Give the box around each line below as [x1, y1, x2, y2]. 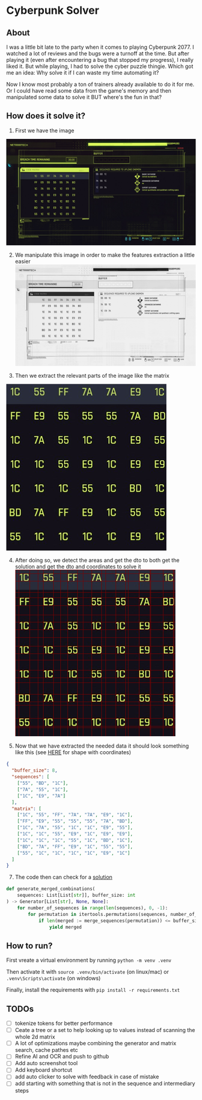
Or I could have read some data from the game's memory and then [6, 87, 171, 94]
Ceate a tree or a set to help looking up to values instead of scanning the [14, 1027, 195, 1034]
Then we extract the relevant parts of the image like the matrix [14, 372, 170, 379]
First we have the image [14, 127, 75, 134]
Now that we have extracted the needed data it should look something [14, 742, 189, 749]
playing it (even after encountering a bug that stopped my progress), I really [6, 57, 194, 63]
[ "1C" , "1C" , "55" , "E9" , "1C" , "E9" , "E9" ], [17, 831, 133, 837]
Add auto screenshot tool [14, 1060, 78, 1067]
